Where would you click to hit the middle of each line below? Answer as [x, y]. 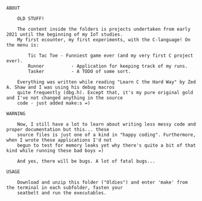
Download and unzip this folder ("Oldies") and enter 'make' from [103, 182]
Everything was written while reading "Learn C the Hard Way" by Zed [107, 82]
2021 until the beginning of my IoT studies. [64, 34]
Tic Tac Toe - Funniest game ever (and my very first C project [111, 56]
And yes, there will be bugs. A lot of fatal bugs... [86, 161]
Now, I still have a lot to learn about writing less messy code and [107, 124]
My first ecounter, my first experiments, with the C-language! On [104, 40]
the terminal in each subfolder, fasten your [64, 188]
